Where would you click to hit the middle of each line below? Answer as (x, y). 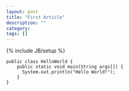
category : (18, 28)
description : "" (26, 23)
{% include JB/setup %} (36, 51)
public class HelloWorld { (40, 62)
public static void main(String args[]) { (70, 67)
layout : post (22, 12)
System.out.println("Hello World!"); (69, 72)
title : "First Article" (36, 17)
